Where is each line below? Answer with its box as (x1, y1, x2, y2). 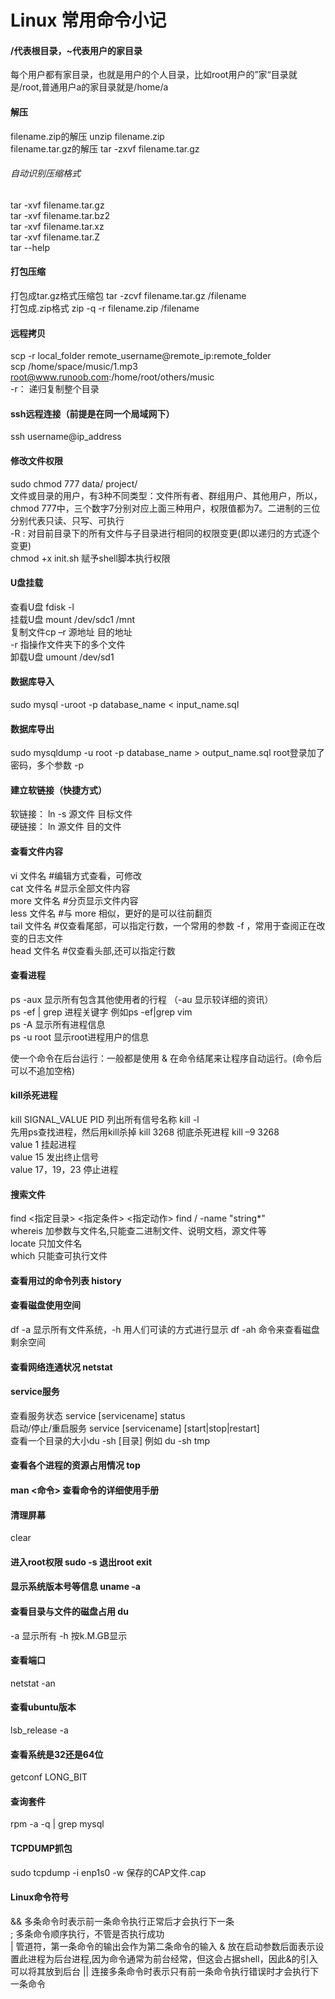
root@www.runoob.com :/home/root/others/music (10, 371, 215, 383)
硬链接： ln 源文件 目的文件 (10, 821, 122, 833)
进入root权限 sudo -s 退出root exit (10, 1556, 153, 1568)
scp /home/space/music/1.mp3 (10, 361, 138, 373)
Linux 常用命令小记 (10, 9, 167, 32)
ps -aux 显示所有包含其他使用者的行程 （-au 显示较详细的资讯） (10, 993, 274, 1005)
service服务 (10, 1386, 60, 1398)
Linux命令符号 (10, 1891, 70, 1903)
